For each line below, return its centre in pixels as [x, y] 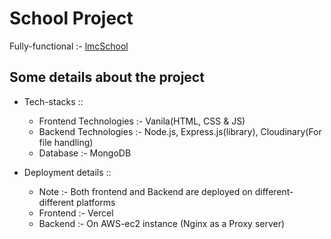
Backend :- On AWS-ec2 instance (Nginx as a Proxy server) [162, 223]
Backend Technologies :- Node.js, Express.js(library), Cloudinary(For [180, 131]
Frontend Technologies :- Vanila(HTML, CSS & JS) [142, 121]
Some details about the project [107, 77]
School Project [71, 18]
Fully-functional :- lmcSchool [69, 46]
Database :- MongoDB [85, 153]
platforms [96, 202]
